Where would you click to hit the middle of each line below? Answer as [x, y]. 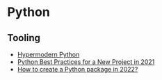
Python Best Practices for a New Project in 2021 [86, 62]
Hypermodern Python [48, 54]
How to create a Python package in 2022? [78, 69]
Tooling [24, 38]
